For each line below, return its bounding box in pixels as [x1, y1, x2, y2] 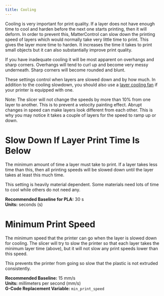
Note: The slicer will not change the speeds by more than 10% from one [5, 97, 151, 102]
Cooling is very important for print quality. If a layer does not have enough [5, 21, 155, 27]
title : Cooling [5, 7, 36, 12]
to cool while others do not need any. [5, 187, 80, 193]
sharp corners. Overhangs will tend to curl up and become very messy [5, 62, 149, 67]
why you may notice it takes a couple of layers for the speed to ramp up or [5, 112, 156, 118]
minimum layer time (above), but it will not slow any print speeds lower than [5, 245, 159, 251]
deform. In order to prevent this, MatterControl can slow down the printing [5, 31, 155, 37]
